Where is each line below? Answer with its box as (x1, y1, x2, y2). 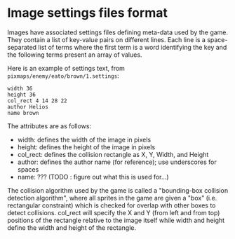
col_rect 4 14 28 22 (7, 97, 68, 104)
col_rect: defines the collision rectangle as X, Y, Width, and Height (17, 150, 209, 158)
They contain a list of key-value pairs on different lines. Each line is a (7, 35, 206, 43)
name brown (7, 109, 39, 116)
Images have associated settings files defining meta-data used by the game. (7, 28, 229, 36)
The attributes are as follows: (7, 121, 92, 130)
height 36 (7, 91, 36, 98)
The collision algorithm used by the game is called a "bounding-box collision (7, 186, 229, 194)
